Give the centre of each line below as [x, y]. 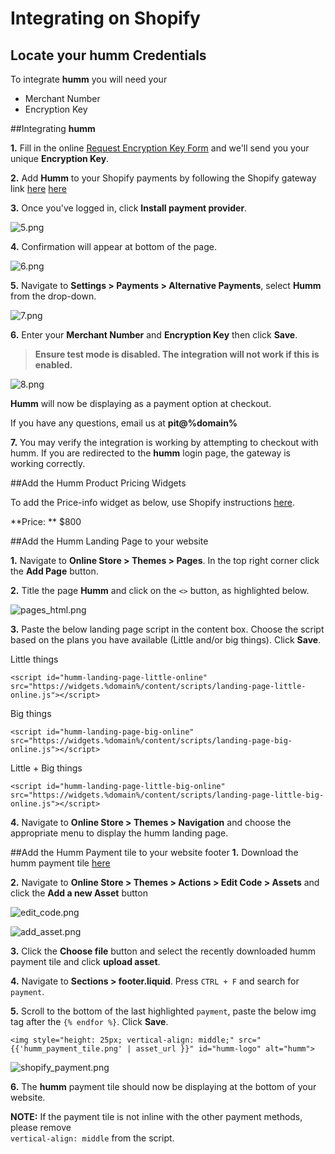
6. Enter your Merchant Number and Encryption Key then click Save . [154, 335]
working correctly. [48, 463]
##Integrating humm [53, 128]
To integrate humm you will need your [89, 79]
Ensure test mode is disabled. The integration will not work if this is [177, 354]
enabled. [53, 365]
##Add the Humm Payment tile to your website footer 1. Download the [154, 852]
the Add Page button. [54, 571]
